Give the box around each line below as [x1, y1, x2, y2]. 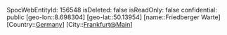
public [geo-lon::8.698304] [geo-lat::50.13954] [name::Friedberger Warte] [6, 13, 221, 21]
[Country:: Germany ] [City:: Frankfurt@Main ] [6, 21, 133, 28]
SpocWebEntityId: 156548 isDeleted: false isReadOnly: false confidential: [6, 6, 217, 14]
